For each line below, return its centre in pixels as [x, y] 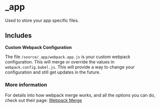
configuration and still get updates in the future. [53, 72]
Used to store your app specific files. [42, 20]
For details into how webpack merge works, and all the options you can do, [80, 95]
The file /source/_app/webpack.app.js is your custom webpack [68, 57]
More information [26, 85]
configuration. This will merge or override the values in [60, 62]
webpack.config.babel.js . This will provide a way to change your [70, 67]
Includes [18, 36]
